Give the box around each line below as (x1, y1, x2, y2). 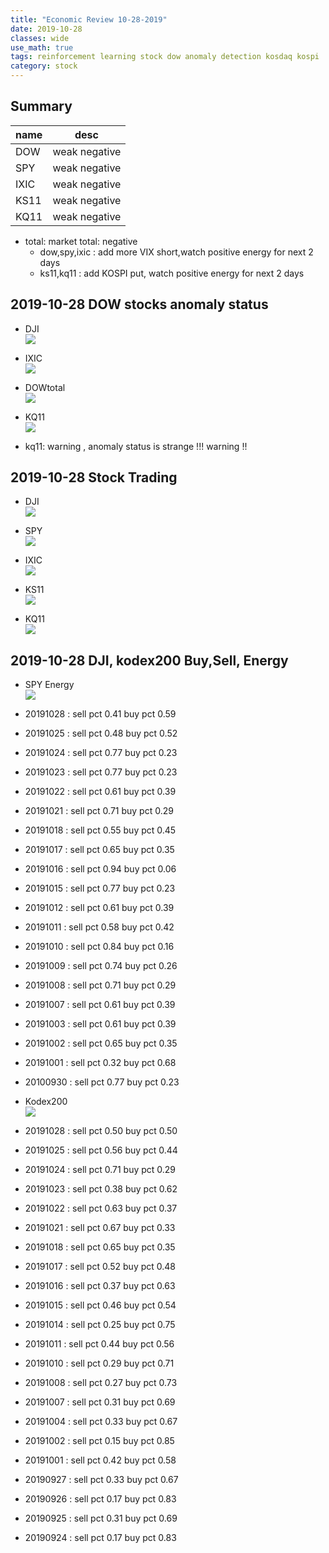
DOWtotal (24, 381, 66, 393)
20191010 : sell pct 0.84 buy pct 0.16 (24, 941, 175, 953)
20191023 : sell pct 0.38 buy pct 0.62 (24, 1183, 178, 1195)
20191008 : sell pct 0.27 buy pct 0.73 (24, 1377, 178, 1389)
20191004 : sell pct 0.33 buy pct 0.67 (24, 1416, 178, 1428)
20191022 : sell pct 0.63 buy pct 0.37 (24, 1202, 178, 1215)
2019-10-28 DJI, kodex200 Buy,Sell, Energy (10, 652, 289, 669)
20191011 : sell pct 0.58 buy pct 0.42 (24, 921, 175, 933)
